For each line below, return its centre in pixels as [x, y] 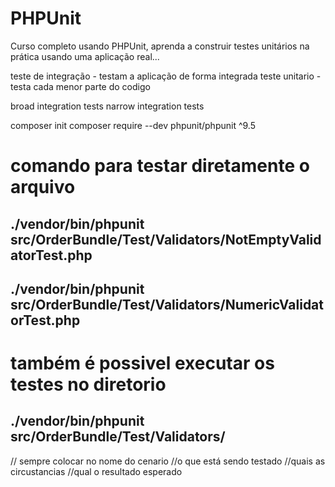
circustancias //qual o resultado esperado [96, 471]
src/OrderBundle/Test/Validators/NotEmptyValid [166, 239]
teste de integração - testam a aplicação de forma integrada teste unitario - [166, 76]
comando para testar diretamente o [160, 166]
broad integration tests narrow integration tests [107, 106]
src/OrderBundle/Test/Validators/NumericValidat [167, 304]
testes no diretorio [88, 384]
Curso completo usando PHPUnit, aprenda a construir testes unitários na [160, 46]
